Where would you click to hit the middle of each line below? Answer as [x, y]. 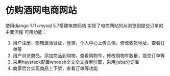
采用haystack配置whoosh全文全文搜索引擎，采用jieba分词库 [76, 62]
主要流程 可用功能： [26, 32]
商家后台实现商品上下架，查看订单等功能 [55, 68]
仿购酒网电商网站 [41, 10]
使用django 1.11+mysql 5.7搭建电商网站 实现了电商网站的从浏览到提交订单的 [84, 26]
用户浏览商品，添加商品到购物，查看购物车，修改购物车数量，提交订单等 [89, 55]
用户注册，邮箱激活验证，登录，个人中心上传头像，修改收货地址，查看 [87, 43]
